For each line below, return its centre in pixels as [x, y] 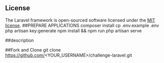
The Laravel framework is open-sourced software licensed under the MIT [80, 20]
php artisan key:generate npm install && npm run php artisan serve [74, 31]
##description [19, 40]
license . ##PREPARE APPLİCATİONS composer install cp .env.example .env [82, 25]
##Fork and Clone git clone [33, 50]
